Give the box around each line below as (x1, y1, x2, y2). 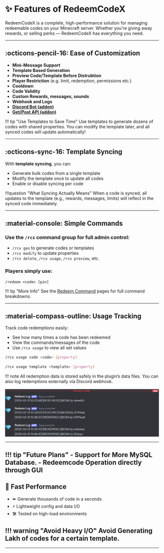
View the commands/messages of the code (12, 339, 100, 346)
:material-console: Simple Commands (5, 219, 123, 227)
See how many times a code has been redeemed (12, 335, 111, 340)
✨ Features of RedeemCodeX (5, 3, 126, 15)
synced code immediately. (5, 200, 58, 206)
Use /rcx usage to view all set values (12, 345, 87, 351)
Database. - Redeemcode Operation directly (5, 458, 142, 466)
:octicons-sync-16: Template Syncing (5, 148, 123, 156)
